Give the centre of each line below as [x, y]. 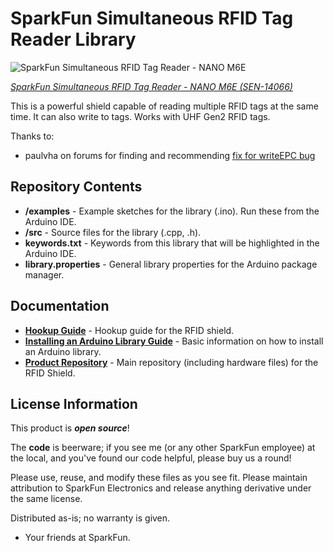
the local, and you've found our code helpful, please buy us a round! [151, 458]
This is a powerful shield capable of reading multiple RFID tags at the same [164, 106]
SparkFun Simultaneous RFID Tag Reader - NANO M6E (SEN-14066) [151, 86]
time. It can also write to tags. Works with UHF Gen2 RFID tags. [140, 116]
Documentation [60, 306]
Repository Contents [76, 187]
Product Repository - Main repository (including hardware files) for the [171, 362]
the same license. [46, 499]
